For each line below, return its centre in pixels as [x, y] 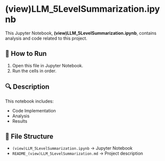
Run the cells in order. [34, 71]
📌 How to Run [26, 54]
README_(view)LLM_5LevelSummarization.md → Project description [78, 154]
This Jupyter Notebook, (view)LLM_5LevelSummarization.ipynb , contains [81, 33]
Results [20, 121]
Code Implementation [34, 110]
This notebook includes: [29, 101]
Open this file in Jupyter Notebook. [48, 65]
